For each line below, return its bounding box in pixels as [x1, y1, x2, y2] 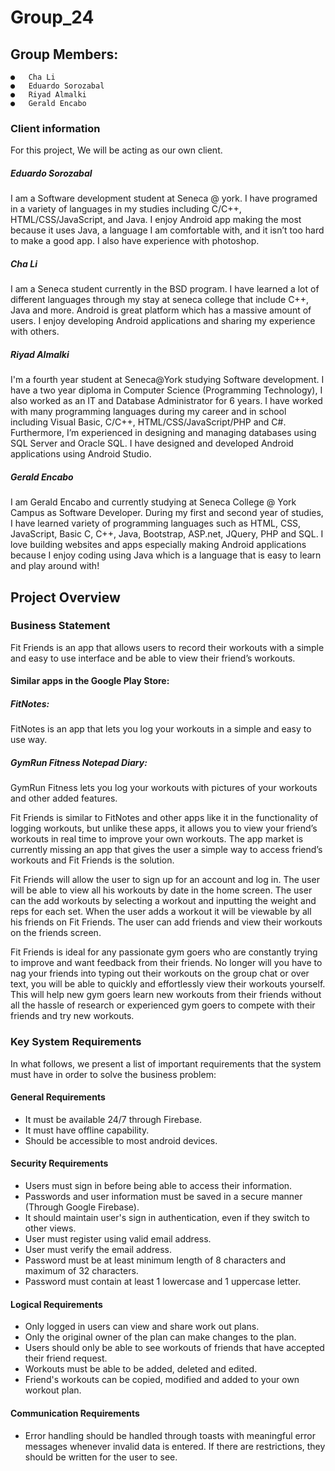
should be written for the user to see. [24, 1451, 178, 1463]
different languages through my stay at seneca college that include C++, [10, 294, 309, 306]
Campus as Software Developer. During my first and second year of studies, [10, 507, 324, 519]
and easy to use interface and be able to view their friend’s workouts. [10, 652, 296, 664]
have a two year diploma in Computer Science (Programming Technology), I [10, 384, 323, 396]
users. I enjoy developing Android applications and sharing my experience [10, 315, 316, 327]
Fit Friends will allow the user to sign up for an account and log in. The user [10, 874, 320, 886]
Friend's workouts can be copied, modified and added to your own [24, 1374, 300, 1386]
